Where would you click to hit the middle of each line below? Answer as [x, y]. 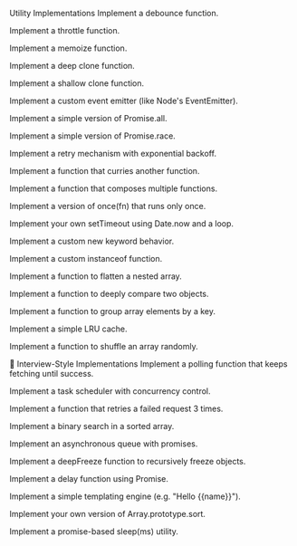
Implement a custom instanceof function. [86, 259]
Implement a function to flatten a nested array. [96, 276]
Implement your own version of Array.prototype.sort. [108, 514]
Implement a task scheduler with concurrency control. [110, 391]
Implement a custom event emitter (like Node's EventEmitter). [124, 101]
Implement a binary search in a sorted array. [92, 426]
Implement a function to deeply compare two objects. [110, 294]
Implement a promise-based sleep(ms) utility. [94, 532]
